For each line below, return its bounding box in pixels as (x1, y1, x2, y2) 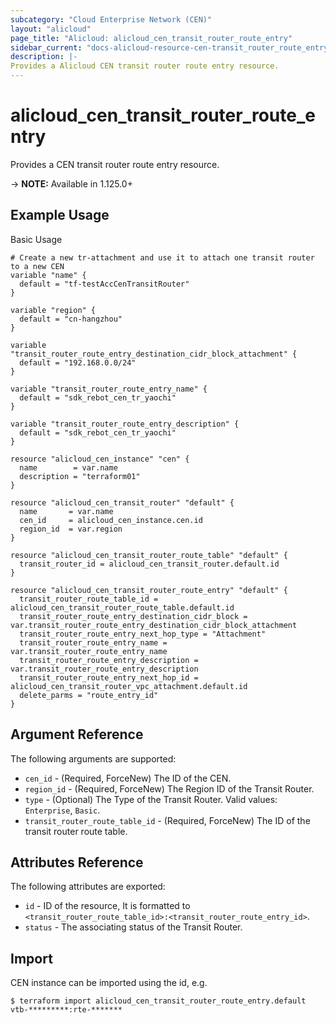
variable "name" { (10, 270, 87, 280)
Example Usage (10, 207, 110, 224)
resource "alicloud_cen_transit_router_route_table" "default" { (10, 550, 288, 560)
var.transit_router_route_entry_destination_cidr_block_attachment (10, 620, 298, 630)
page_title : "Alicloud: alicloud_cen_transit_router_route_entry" (10, 33, 293, 43)
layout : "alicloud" (10, 24, 92, 34)
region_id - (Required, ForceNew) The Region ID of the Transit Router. (24, 782, 315, 795)
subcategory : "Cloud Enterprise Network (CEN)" (10, 14, 213, 25)
